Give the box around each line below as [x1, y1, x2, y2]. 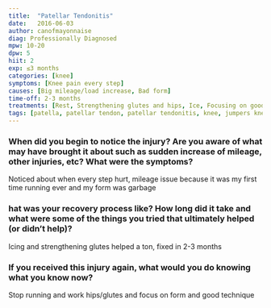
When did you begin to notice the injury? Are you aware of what [8, 135, 263, 147]
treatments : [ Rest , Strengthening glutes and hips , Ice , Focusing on [8, 102, 248, 110]
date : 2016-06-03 [8, 19, 74, 27]
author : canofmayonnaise [8, 27, 92, 35]
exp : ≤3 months [8, 65, 60, 73]
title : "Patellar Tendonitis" [8, 11, 114, 20]
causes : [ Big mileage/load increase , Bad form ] [8, 86, 172, 95]
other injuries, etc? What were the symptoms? [8, 156, 194, 167]
